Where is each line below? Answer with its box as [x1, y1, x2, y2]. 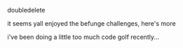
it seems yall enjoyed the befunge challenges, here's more [7, 19, 177, 27]
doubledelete [7, 6, 46, 14]
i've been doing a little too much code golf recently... [7, 33, 160, 41]
